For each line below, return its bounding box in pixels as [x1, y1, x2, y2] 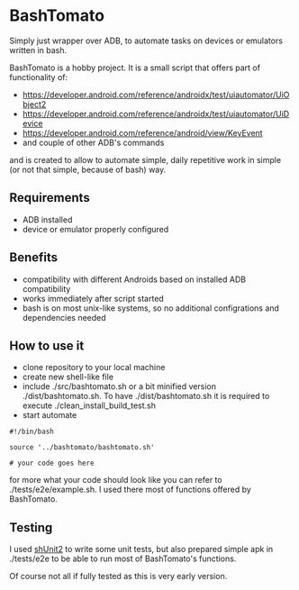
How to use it [9, 338, 85, 353]
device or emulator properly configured [22, 223, 169, 234]
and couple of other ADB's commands [22, 137, 165, 148]
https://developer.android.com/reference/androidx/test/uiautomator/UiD [22, 108, 290, 119]
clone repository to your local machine [22, 362, 166, 373]
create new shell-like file [22, 371, 114, 383]
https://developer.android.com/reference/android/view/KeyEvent [22, 127, 263, 138]
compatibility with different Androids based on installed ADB [22, 274, 246, 285]
